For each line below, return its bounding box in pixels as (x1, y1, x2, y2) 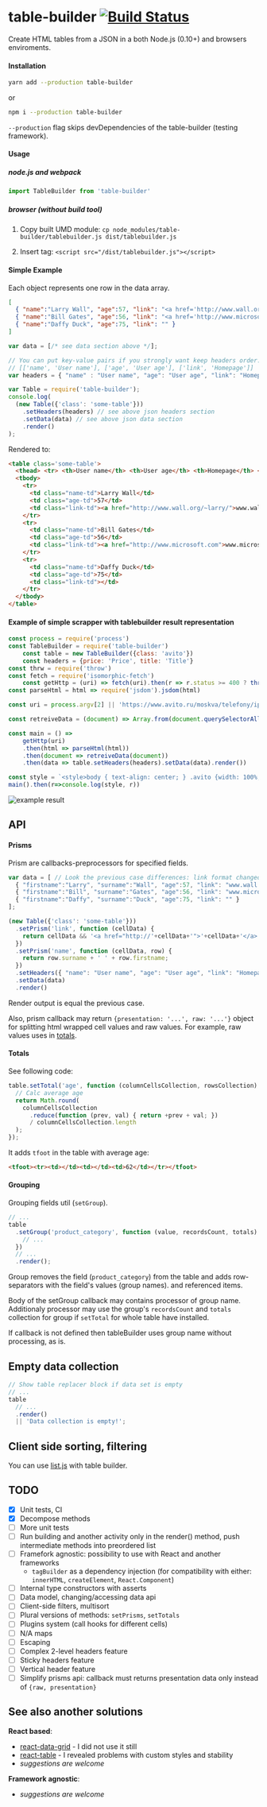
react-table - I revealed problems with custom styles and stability (19, 1750, 234, 1759)
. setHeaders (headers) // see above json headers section (22, 408, 215, 416)
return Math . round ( (15, 1097, 80, 1105)
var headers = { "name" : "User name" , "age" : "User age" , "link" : (8, 371, 237, 379)
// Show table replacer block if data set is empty (8, 1381, 183, 1389)
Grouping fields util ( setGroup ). (8, 1198, 109, 1208)
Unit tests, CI (19, 1504, 63, 1514)
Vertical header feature (19, 1664, 96, 1674)
